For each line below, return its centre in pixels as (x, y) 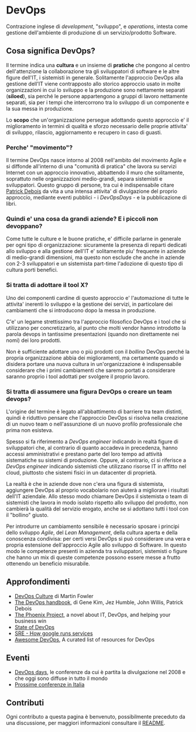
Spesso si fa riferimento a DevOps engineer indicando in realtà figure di (92, 441)
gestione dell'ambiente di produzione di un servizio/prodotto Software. (91, 32)
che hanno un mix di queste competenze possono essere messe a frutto (93, 557)
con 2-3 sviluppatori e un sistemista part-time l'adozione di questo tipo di (94, 264)
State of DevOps (34, 627)
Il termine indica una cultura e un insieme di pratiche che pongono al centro (98, 65)
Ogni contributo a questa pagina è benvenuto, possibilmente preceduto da (96, 717)
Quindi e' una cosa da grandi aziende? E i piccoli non (82, 219)
